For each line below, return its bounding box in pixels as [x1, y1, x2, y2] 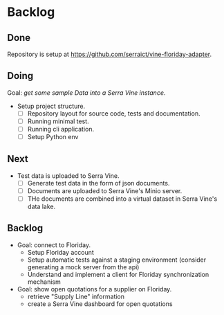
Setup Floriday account [27, 248, 95, 256]
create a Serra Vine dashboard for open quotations [27, 299, 173, 308]
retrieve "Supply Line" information [27, 292, 125, 300]
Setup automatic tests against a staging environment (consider [27, 255, 207, 264]
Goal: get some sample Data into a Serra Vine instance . [7, 88, 166, 97]
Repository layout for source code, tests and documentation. [27, 109, 200, 118]
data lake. [27, 202, 56, 211]
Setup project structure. [17, 102, 85, 110]
